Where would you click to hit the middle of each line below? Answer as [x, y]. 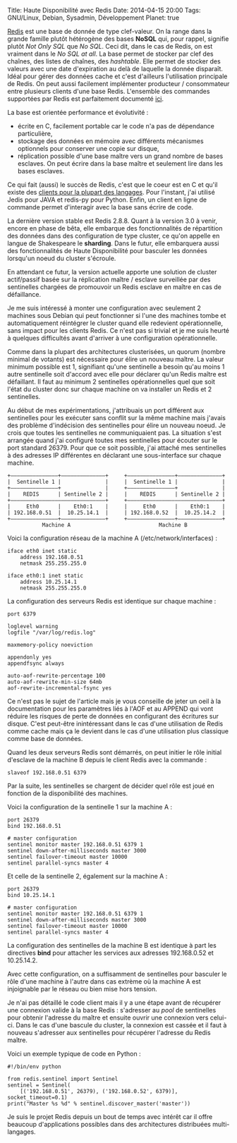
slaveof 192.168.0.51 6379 [47, 773]
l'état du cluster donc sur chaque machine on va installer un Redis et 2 [110, 389]
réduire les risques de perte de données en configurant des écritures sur [113, 716]
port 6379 [22, 614]
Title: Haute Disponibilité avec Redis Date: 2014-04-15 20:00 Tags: [104, 10]
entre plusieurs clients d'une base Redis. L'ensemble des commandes [109, 91]
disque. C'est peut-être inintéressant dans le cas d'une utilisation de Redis [115, 723]
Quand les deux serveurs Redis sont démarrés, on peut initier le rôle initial [115, 752]
